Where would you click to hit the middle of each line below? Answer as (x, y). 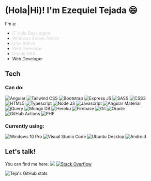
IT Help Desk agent (31, 33)
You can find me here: (27, 164)
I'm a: (11, 24)
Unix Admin (23, 43)
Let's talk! (20, 152)
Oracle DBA (24, 54)
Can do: (15, 88)
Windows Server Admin (36, 38)
